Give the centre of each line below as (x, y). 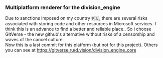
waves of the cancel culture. (35, 40)
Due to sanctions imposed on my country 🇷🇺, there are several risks (76, 18)
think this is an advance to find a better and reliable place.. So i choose (78, 29)
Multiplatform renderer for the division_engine (63, 7)
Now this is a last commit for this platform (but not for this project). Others (81, 45)
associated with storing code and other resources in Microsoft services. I (81, 24)
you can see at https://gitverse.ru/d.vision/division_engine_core (71, 50)
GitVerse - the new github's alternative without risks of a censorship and (80, 34)
